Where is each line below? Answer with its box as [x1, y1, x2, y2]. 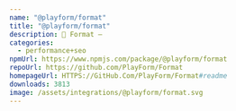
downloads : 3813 [9, 80, 70, 89]
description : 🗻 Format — [9, 30, 103, 38]
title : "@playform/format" [9, 21, 111, 30]
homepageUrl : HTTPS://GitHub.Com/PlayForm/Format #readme [9, 72, 228, 81]
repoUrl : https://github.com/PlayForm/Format [9, 64, 183, 73]
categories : [9, 38, 54, 47]
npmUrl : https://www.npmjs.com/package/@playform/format [9, 55, 228, 64]
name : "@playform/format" [9, 13, 106, 22]
